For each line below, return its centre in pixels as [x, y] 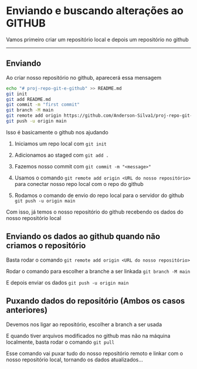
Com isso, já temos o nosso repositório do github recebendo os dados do [95, 212]
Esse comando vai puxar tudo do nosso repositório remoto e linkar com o [95, 353]
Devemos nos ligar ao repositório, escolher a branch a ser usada [84, 324]
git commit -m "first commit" [43, 105]
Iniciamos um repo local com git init [61, 143]
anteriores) [27, 310]
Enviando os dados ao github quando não [83, 237]
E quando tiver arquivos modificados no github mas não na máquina [88, 336]
